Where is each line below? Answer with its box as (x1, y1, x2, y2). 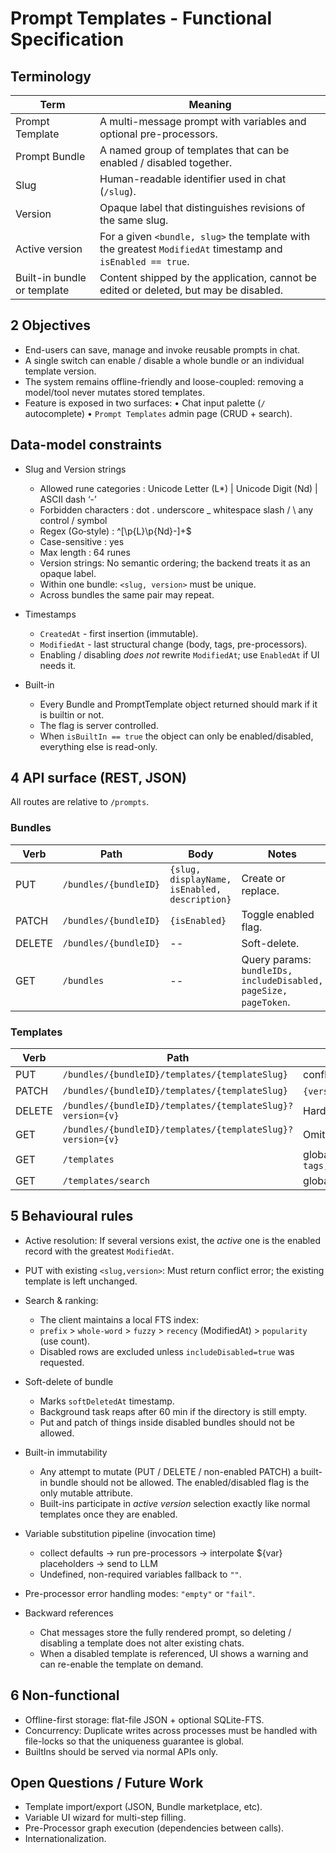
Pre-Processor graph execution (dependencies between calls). (24, 1822, 285, 1834)
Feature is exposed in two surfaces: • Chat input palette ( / (24, 397, 266, 409)
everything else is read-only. (39, 740, 158, 752)
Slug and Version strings (24, 463, 127, 475)
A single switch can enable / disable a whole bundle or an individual (24, 354, 305, 366)
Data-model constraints (10, 437, 162, 454)
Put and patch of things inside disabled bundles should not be (39, 1416, 295, 1428)
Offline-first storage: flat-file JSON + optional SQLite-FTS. (24, 1713, 265, 1726)
